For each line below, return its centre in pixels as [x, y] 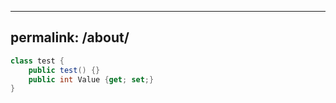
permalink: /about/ [70, 37]
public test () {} [64, 70]
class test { [37, 61]
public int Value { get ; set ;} [91, 79]
